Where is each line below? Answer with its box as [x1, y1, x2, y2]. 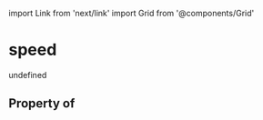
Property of [8, 95, 76, 112]
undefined [8, 69, 47, 80]
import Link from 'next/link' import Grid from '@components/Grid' [8, 8, 255, 18]
